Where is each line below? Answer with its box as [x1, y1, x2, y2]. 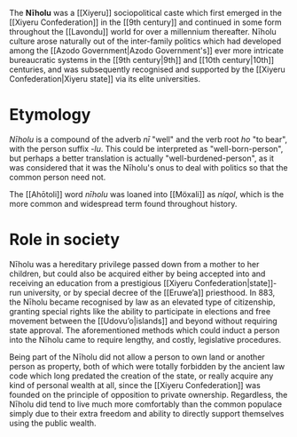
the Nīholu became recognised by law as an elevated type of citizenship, [9, 297, 276, 307]
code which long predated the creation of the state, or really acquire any [9, 370, 274, 381]
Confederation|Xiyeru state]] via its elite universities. [9, 74, 201, 83]
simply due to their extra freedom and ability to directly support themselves [9, 408, 285, 418]
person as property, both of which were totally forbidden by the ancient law [9, 361, 285, 371]
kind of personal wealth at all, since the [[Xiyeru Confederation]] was [9, 379, 262, 390]
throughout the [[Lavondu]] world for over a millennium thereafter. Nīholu [9, 27, 277, 36]
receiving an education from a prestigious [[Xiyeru [9, 277, 193, 288]
